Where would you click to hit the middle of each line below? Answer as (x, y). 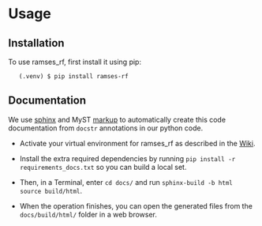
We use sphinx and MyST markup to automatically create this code (117, 119)
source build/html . (51, 190)
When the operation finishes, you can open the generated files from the (136, 205)
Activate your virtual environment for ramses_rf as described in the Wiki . (137, 143)
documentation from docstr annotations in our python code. (106, 128)
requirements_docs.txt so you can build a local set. (103, 167)
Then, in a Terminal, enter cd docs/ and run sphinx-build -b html (126, 182)
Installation (36, 43)
